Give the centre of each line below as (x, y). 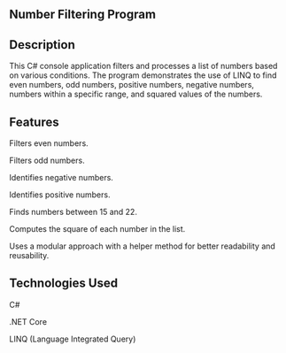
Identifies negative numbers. (61, 178)
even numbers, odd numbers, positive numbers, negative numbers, (132, 85)
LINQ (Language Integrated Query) (73, 339)
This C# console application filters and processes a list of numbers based (143, 66)
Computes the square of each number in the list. (97, 229)
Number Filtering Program (83, 15)
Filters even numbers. (49, 143)
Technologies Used (63, 284)
